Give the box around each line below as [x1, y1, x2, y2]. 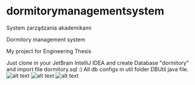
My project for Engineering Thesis [6, 47, 92, 55]
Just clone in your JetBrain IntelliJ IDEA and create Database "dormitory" [6, 59, 190, 66]
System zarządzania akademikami [6, 24, 92, 31]
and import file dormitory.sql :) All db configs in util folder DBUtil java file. [6, 65, 189, 73]
